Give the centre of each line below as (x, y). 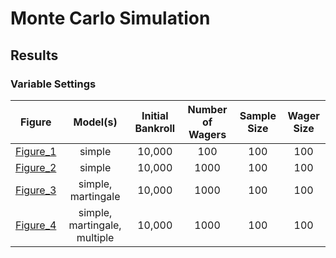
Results (34, 55)
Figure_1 (36, 151)
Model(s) (95, 122)
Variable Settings (53, 84)
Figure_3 (36, 190)
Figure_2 (36, 167)
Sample (258, 115)
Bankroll (155, 128)
